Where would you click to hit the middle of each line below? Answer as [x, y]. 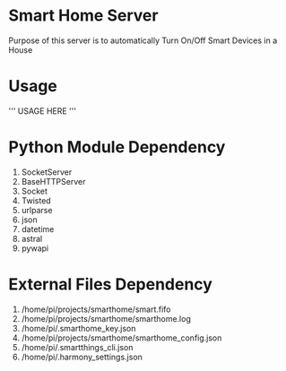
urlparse [37, 210]
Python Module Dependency [117, 147]
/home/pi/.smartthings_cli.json [77, 347]
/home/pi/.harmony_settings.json [82, 357]
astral [32, 238]
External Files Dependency [110, 284]
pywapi [35, 248]
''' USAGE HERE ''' [43, 111]
